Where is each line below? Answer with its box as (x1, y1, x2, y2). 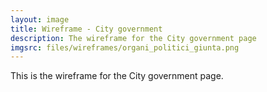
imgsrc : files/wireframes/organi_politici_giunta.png (10, 42, 240, 53)
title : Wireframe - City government (10, 24, 163, 34)
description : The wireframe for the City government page (10, 33, 257, 43)
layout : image (10, 14, 70, 25)
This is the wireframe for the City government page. (10, 70, 224, 82)
